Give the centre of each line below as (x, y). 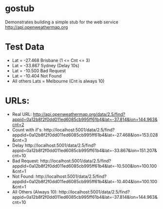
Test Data (25, 47)
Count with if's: (27, 130)
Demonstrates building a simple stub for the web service (62, 22)
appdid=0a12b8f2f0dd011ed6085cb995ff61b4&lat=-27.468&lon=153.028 (85, 135)
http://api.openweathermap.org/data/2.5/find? (79, 114)
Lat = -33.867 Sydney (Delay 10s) (45, 65)
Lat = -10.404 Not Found (37, 76)
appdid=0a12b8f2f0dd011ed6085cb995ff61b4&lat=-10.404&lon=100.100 (84, 181)
